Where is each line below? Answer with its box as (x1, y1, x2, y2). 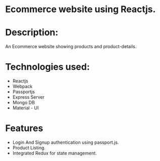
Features (5, 123, 43, 134)
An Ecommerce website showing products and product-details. (5, 44, 137, 50)
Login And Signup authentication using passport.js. (12, 139, 119, 145)
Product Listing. (12, 145, 46, 150)
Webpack (12, 84, 33, 90)
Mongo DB (12, 100, 35, 106)
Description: (5, 27, 59, 38)
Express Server (12, 94, 45, 100)
